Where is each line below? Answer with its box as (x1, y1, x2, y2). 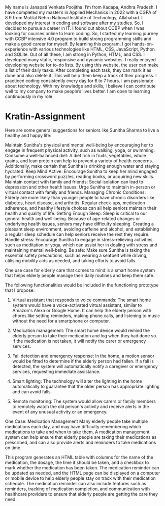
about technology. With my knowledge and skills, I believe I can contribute (5, 83, 156, 89)
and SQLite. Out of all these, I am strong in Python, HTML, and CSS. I (5, 51, 145, 57)
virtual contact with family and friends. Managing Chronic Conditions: (5, 189, 146, 195)
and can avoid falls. (12, 388, 52, 395)
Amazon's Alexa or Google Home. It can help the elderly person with (12, 307, 152, 313)
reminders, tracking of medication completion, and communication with (5, 486, 150, 492)
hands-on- (132, 41, 154, 46)
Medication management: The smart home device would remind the (12, 327, 150, 333)
